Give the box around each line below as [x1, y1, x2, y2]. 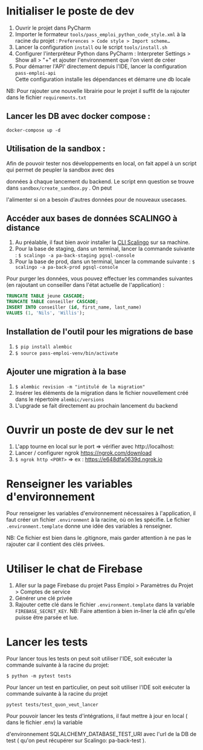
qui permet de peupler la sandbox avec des [6, 166, 115, 173]
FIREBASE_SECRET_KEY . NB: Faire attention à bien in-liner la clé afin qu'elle [14, 607, 195, 615]
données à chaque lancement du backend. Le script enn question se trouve [6, 178, 195, 185]
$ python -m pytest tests [6, 673, 71, 679]
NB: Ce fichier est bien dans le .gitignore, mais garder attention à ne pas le [6, 534, 192, 542]
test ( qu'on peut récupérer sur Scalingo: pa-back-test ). [6, 737, 146, 744]
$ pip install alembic [14, 344, 72, 350]
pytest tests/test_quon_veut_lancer [6, 702, 98, 708]
